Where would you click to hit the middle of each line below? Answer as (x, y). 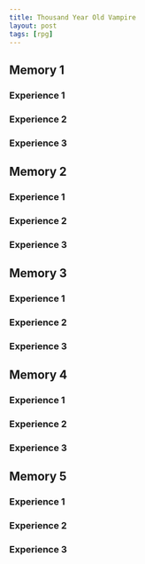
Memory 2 (38, 171)
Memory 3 (38, 273)
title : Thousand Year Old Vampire (73, 17)
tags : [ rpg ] (31, 34)
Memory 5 (38, 477)
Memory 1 (37, 70)
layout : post (33, 26)
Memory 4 (38, 375)
